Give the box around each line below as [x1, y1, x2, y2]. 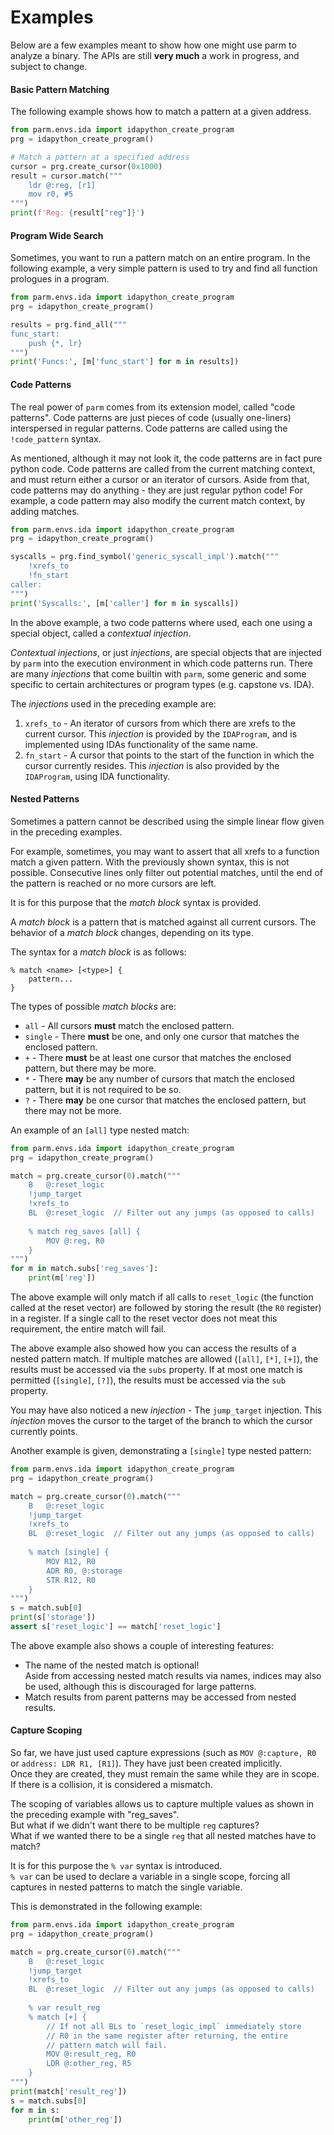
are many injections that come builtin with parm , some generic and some [10, 667, 307, 680]
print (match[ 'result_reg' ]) [10, 2086, 128, 2096]
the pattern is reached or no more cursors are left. [10, 877, 217, 889]
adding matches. [10, 505, 80, 517]
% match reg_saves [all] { [28, 1226, 141, 1236]
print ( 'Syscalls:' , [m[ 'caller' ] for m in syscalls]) [10, 598, 240, 608]
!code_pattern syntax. [10, 432, 102, 445]
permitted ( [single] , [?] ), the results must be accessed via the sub [10, 1374, 286, 1386]
